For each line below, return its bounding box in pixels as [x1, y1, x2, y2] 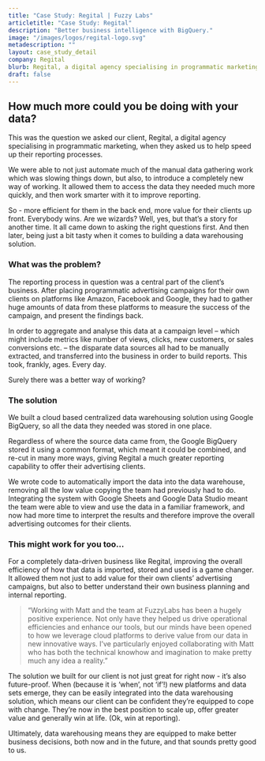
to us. [8, 745, 27, 755]
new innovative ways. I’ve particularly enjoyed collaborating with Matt [27, 639, 255, 649]
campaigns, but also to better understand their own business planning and [8, 582, 250, 592]
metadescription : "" [8, 41, 77, 49]
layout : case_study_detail [8, 48, 97, 56]
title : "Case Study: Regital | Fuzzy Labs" [8, 11, 154, 20]
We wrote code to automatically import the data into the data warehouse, [8, 477, 245, 487]
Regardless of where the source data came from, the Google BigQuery [8, 437, 237, 446]
